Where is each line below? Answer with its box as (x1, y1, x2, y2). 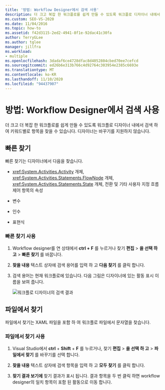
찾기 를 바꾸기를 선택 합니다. (25, 352, 80, 358)
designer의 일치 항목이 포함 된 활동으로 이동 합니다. (12, 379, 112, 385)
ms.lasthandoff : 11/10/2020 (5, 77, 63, 82)
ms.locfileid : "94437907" (5, 81, 58, 86)
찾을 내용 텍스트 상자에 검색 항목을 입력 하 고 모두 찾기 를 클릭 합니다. (12, 362, 145, 368)
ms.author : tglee (5, 40, 41, 45)
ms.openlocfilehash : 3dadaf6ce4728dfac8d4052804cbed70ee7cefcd (5, 58, 139, 63)
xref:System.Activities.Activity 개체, (12, 169, 84, 175)
